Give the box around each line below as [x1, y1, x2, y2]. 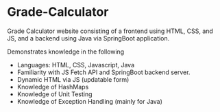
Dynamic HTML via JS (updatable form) [16, 75, 130, 83]
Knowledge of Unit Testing [16, 90, 93, 98]
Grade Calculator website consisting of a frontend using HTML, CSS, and [7, 27, 214, 35]
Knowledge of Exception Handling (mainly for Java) [16, 97, 163, 105]
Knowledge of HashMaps [16, 82, 89, 91]
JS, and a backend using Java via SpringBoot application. [7, 34, 170, 42]
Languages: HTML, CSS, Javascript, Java [16, 60, 135, 69]
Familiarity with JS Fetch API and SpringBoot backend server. [16, 68, 191, 76]
